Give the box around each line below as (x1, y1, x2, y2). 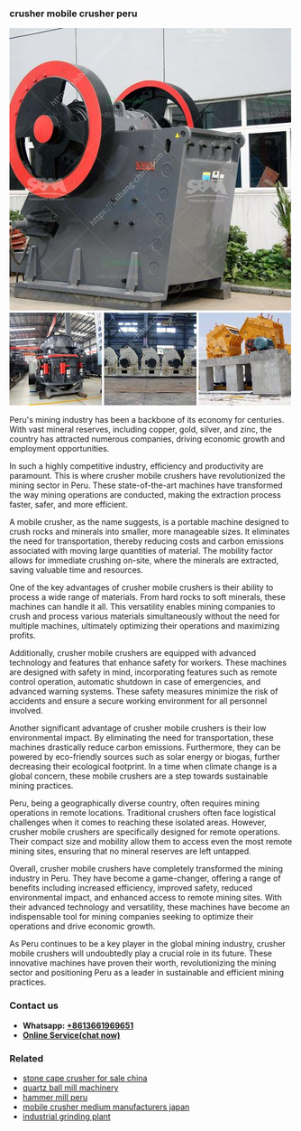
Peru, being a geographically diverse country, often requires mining (9, 798, 260, 809)
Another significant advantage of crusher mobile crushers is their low (9, 723, 268, 734)
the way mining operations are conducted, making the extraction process (9, 490, 281, 500)
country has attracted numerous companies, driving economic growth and (9, 434, 286, 444)
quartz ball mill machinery (22, 1082, 119, 1093)
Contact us (9, 999, 59, 1012)
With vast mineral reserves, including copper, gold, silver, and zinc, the (9, 424, 272, 435)
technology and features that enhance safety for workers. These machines (9, 658, 287, 668)
